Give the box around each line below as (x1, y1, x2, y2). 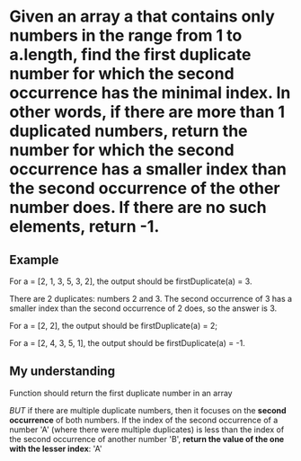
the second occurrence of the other (9, 178, 280, 199)
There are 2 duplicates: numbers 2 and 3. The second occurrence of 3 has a (9, 294, 293, 304)
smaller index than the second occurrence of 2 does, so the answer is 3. (9, 303, 278, 314)
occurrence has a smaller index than (9, 159, 288, 180)
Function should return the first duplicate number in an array (9, 387, 233, 398)
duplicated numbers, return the (9, 121, 248, 141)
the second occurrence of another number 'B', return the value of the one (9, 433, 285, 444)
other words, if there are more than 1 (9, 102, 286, 122)
